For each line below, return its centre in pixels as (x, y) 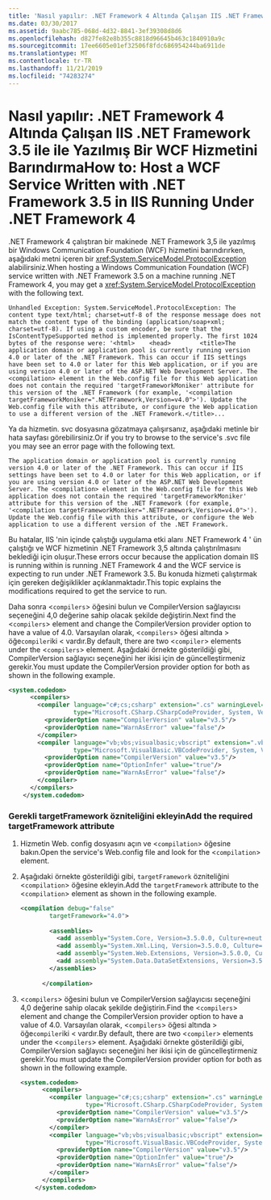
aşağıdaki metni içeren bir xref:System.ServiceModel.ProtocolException (127, 259)
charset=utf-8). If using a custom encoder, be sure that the (115, 329)
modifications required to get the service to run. (88, 591)
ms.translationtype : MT (48, 53)
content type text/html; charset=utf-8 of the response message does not (135, 315)
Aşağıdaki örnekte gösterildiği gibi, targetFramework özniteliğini (125, 876)
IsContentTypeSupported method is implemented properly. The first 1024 (133, 336)
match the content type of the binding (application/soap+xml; (117, 322)
